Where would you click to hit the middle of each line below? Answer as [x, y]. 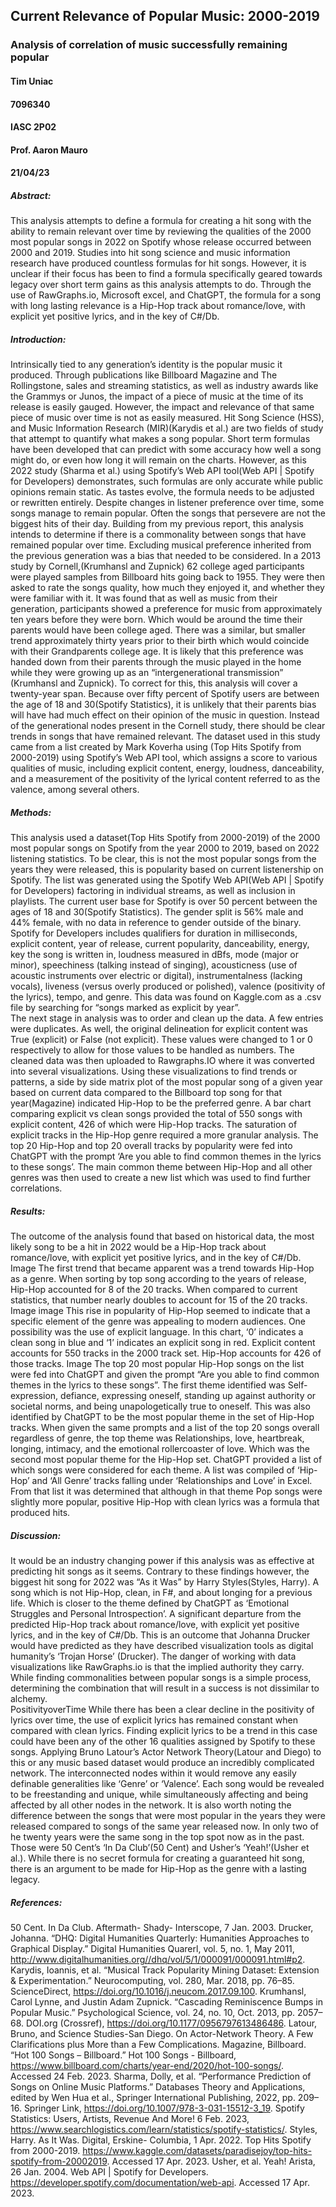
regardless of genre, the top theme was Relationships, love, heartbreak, [157, 1438]
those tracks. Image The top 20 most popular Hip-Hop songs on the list [157, 1364]
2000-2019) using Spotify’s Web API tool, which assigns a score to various [164, 758]
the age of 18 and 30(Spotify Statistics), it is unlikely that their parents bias [163, 705]
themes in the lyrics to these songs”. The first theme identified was [148, 1385]
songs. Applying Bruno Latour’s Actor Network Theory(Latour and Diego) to [166, 1752]
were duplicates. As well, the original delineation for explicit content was [159, 1029]
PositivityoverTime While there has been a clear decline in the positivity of [162, 1710]
